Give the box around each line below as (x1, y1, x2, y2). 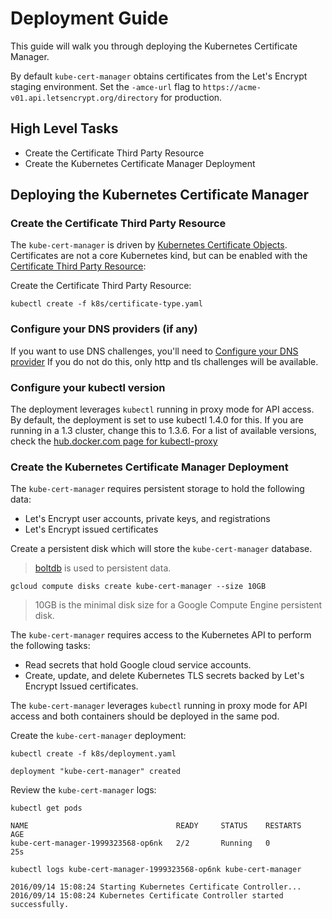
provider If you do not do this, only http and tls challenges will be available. (10, 355, 319, 367)
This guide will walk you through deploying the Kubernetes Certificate (10, 40, 298, 52)
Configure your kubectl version (10, 380, 166, 394)
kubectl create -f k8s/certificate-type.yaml (10, 299, 203, 309)
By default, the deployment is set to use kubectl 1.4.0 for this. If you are (10, 414, 304, 426)
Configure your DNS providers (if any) (10, 322, 198, 336)
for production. (160, 91, 223, 103)
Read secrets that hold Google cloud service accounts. (24, 659, 252, 671)
